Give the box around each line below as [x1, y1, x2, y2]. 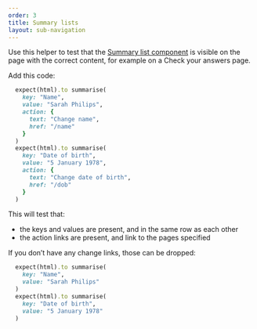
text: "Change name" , [28, 115, 100, 123]
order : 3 [8, 11, 37, 20]
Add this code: [8, 71, 56, 81]
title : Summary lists [8, 19, 79, 27]
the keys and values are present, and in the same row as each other [19, 225, 239, 234]
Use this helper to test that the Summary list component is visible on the [8, 48, 241, 57]
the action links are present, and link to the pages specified [19, 233, 211, 243]
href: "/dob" [28, 181, 72, 189]
